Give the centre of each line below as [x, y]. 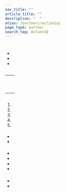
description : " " [23, 18]
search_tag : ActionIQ [27, 32]
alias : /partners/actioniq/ [33, 23]
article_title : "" [23, 14]
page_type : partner [25, 28]
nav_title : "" [19, 9]
